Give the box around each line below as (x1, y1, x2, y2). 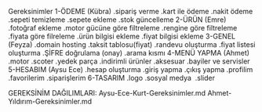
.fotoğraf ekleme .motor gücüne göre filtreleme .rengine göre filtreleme (8, 23, 238, 32)
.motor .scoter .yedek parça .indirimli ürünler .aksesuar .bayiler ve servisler (8, 56, 250, 66)
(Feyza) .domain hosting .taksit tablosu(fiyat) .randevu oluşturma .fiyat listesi (8, 40, 256, 49)
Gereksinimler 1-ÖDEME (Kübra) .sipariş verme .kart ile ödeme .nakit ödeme (8, 7, 253, 16)
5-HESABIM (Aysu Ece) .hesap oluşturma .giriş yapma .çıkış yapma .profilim (8, 65, 253, 74)
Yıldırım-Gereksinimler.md (8, 97, 93, 106)
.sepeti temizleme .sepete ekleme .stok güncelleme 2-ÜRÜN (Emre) (8, 15, 227, 24)
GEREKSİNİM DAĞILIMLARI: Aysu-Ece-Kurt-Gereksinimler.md (8, 89, 206, 97)
